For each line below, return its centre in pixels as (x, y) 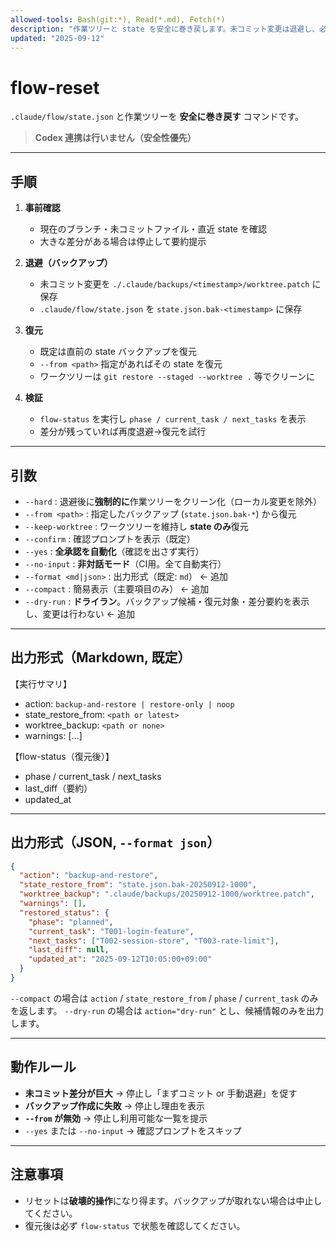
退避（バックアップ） (68, 263)
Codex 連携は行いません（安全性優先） (115, 138)
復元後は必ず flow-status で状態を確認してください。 (135, 1225)
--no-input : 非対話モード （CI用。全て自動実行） (125, 563)
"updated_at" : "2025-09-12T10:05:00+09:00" (120, 959)
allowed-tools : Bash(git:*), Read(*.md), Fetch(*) (118, 19)
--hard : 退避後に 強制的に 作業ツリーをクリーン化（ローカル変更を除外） (173, 501)
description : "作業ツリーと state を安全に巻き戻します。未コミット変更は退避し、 (165, 29)
